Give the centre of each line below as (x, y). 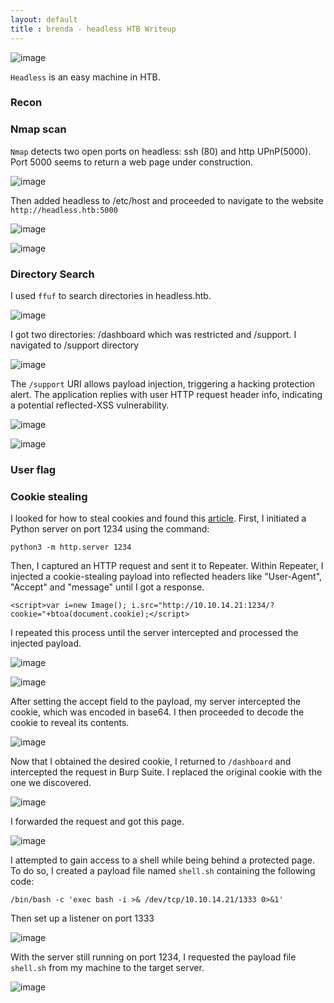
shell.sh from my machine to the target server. (107, 968)
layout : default (44, 19)
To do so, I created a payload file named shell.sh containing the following (163, 871)
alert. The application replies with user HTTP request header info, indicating (166, 395)
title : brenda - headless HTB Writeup (93, 29)
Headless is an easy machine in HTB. (85, 77)
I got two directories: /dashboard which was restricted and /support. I (153, 335)
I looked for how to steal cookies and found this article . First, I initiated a (158, 518)
